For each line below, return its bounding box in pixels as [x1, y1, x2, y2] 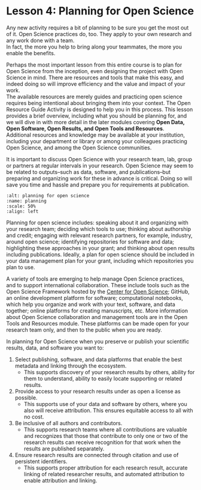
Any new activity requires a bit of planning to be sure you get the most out [6, 24, 189, 31]
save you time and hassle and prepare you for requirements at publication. [6, 181, 190, 188]
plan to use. [6, 263, 35, 270]
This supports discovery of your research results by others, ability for [23, 368, 195, 375]
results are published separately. [23, 445, 105, 452]
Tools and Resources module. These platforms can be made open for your [6, 320, 190, 327]
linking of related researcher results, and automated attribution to [23, 470, 185, 477]
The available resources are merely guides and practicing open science [6, 93, 182, 100]
